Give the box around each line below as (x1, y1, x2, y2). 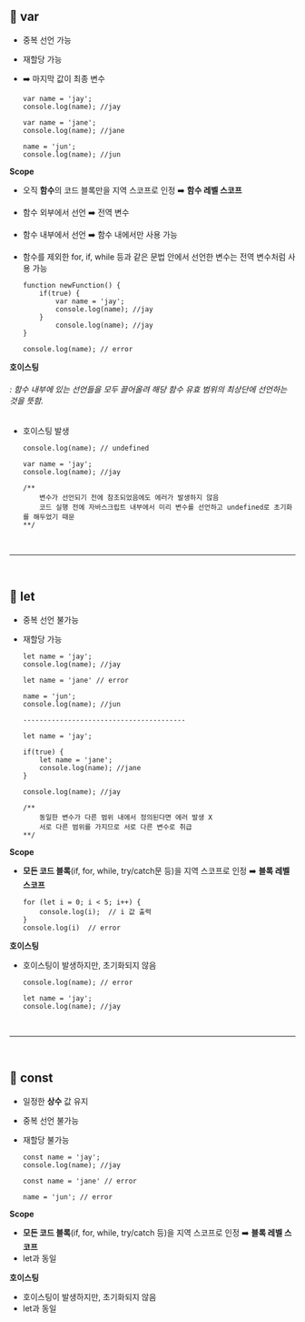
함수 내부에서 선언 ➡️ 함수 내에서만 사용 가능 (22, 229, 178, 239)
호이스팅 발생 (22, 425, 70, 437)
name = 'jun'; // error (22, 1192, 113, 1202)
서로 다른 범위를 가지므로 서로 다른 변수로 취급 (39, 822, 192, 831)
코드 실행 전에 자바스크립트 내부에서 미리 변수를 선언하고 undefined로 (39, 503, 271, 513)
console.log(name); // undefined (22, 443, 150, 453)
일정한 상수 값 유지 (22, 1095, 89, 1106)
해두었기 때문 (33, 513, 75, 522)
